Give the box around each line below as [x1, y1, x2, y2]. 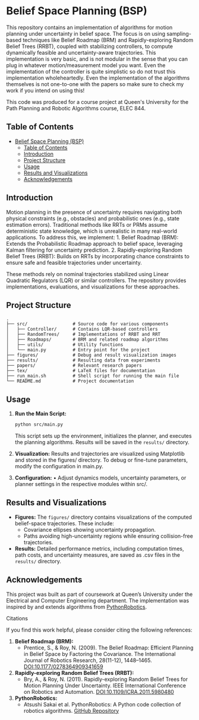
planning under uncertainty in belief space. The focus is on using [6, 30, 165, 37]
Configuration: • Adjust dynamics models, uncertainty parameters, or [14, 474, 187, 481]
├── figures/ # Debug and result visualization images [6, 352, 177, 359]
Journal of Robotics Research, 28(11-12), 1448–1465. [23, 656, 153, 664]
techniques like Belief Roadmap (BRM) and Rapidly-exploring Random [23, 36, 194, 43]
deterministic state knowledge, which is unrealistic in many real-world [6, 227, 177, 234]
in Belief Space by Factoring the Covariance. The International [23, 650, 176, 657]
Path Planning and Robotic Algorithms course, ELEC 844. [6, 104, 146, 112]
